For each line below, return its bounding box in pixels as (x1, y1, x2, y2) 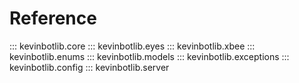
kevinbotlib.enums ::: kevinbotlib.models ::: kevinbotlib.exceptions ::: (9, 50, 290, 62)
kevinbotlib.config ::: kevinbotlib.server (9, 61, 170, 73)
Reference (9, 7, 97, 30)
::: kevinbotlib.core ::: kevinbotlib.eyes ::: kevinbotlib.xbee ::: (9, 40, 256, 52)
